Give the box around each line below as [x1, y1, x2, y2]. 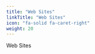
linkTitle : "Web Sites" [6, 14, 66, 20]
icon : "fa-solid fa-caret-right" [6, 20, 90, 26]
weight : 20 [6, 25, 34, 32]
